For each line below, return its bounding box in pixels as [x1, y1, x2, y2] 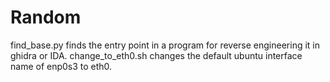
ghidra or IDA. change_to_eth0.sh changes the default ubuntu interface [10, 49, 303, 61]
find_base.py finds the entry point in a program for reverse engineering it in [10, 39, 320, 51]
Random [10, 6, 82, 29]
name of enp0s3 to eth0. [10, 60, 113, 72]
